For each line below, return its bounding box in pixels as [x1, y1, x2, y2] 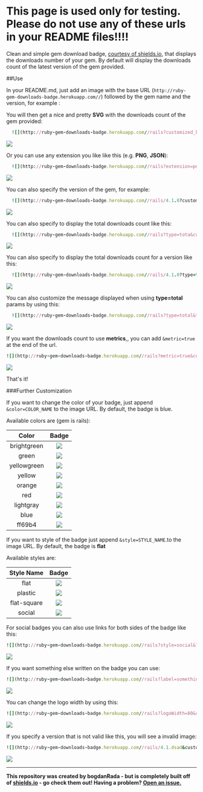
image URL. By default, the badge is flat [6, 543, 106, 550]
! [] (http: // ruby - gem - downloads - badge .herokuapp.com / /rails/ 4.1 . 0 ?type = [11, 272, 196, 278]
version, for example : [6, 99, 60, 107]
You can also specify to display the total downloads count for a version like [6, 253, 193, 261]
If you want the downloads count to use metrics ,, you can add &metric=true [6, 335, 195, 342]
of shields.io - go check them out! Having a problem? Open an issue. [6, 779, 182, 786]
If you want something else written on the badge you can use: [6, 664, 160, 671]
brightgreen [10, 441, 43, 450]
